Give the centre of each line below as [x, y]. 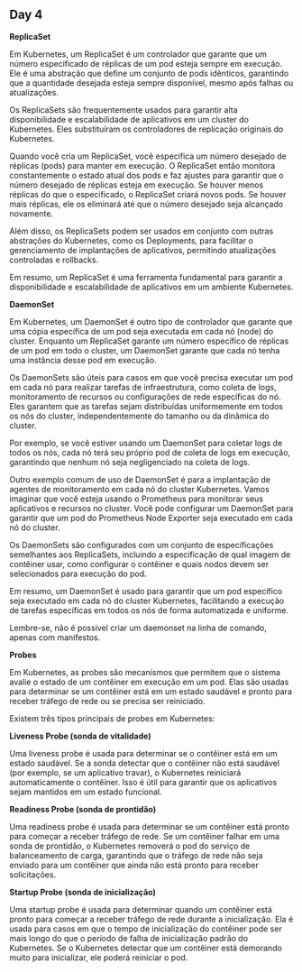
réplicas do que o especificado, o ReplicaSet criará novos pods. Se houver [148, 194]
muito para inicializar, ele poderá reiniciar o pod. [99, 957]
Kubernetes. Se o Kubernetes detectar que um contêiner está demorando [146, 948]
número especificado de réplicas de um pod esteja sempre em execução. [146, 63]
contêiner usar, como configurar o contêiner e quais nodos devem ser [139, 564]
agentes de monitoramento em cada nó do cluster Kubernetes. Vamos [140, 489]
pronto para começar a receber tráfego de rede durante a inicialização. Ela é [151, 919]
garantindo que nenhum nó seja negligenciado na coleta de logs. [130, 462]
